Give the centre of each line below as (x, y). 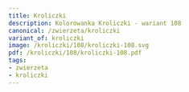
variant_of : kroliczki (46, 38)
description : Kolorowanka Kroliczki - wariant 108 (95, 23)
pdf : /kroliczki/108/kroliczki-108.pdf (75, 53)
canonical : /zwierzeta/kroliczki (64, 30)
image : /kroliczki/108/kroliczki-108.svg (79, 46)
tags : (17, 61)
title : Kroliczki (37, 16)
